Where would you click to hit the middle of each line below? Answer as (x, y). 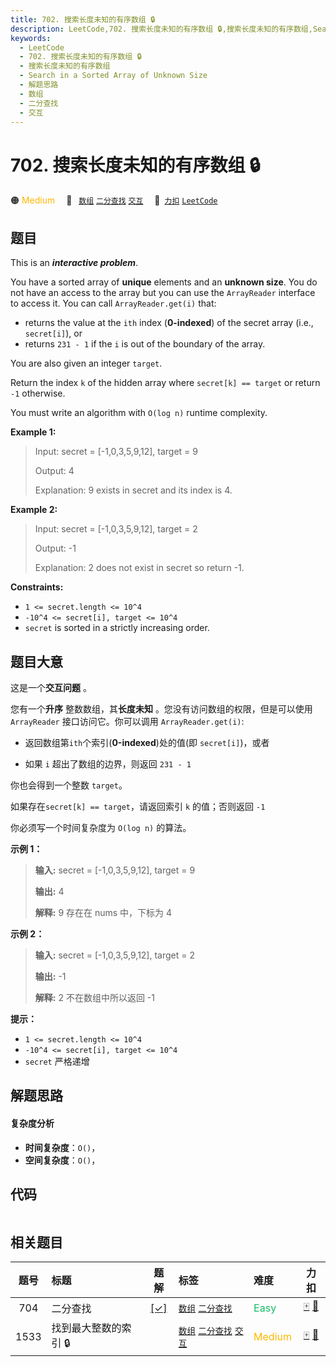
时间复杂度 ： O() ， (62, 1147)
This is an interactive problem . (74, 263)
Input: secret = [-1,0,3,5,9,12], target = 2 (116, 529)
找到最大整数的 (86, 1328)
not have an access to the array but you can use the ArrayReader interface (163, 293)
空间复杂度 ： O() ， (62, 1160)
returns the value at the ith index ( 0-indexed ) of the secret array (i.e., (169, 323)
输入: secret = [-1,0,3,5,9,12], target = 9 (115, 870)
